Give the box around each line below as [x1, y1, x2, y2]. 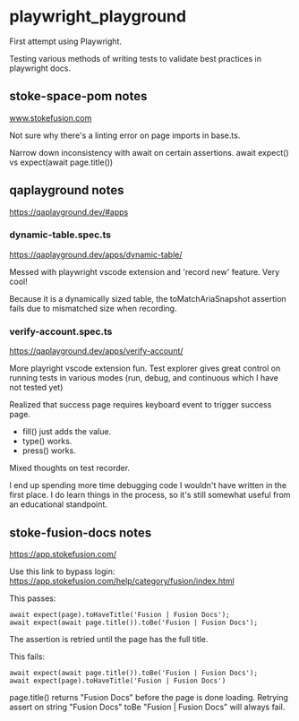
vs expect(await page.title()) [9, 157, 114, 167]
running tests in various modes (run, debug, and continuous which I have [9, 373, 279, 383]
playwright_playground [9, 6, 186, 27]
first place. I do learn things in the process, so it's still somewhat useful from [9, 490, 291, 501]
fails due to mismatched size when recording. [9, 303, 177, 313]
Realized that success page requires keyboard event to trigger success [9, 399, 272, 410]
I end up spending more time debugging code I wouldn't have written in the [9, 480, 287, 491]
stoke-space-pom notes [9, 89, 148, 104]
